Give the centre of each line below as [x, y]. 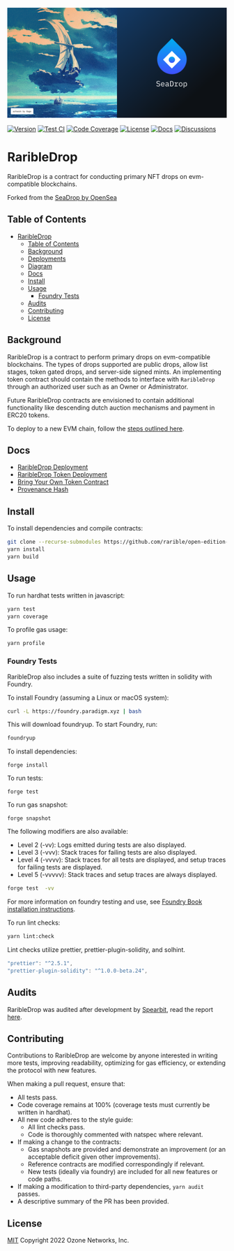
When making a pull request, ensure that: [66, 1084]
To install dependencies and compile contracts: [75, 528]
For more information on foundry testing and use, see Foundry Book [105, 902]
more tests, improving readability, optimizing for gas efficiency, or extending [117, 1063]
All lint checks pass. [56, 1127]
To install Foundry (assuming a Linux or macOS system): [88, 697]
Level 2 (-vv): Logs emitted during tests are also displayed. [102, 845]
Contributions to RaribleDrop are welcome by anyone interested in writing [112, 1055]
